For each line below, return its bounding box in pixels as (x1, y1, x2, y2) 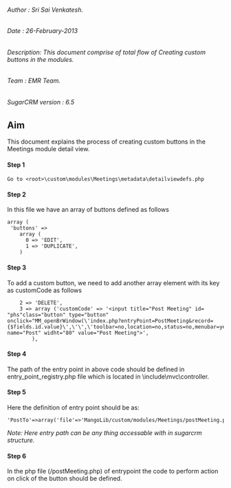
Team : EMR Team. (7, 76, 60, 85)
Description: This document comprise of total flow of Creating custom (7, 48, 206, 56)
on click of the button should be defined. (7, 474, 122, 483)
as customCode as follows (7, 286, 82, 294)
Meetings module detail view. (7, 145, 90, 153)
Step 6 (7, 452, 26, 460)
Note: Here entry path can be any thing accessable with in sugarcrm (7, 429, 203, 437)
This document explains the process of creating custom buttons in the (7, 137, 206, 146)
